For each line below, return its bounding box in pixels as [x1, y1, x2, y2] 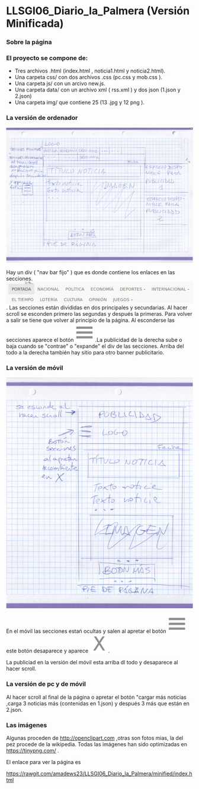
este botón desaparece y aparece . [6, 647, 110, 654]
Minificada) [6, 17, 64, 30]
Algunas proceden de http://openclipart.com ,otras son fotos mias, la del [6, 734, 184, 742]
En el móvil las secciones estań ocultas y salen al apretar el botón [6, 628, 167, 635]
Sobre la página [6, 38, 52, 46]
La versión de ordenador [6, 114, 78, 122]
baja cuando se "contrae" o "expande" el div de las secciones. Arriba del [6, 343, 184, 350]
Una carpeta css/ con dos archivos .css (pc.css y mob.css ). [14, 74, 163, 81]
